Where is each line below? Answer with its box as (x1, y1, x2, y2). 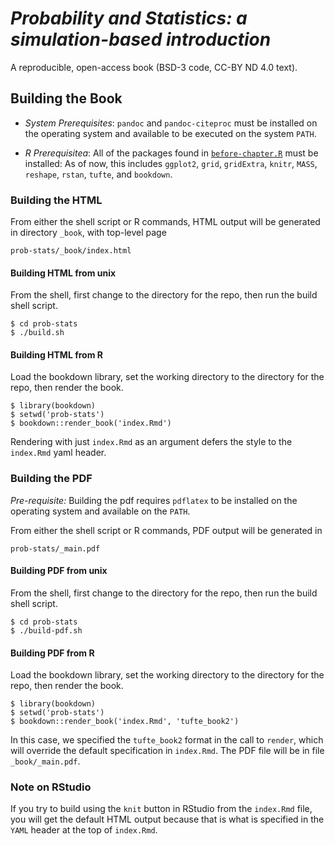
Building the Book (10, 90, 123, 107)
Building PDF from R (10, 647, 95, 659)
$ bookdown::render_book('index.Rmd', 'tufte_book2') (10, 717, 240, 727)
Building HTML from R (10, 348, 103, 361)
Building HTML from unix (10, 267, 117, 279)
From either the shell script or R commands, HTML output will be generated (10, 216, 321, 228)
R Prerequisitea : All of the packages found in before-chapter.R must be (24, 147, 319, 159)
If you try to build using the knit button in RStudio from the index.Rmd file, (10, 803, 313, 815)
